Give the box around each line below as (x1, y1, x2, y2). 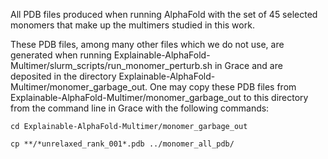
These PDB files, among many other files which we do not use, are (10, 39, 285, 50)
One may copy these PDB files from (149, 81, 297, 93)
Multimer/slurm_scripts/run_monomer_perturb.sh (10, 60, 213, 71)
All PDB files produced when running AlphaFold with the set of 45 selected (10, 9, 318, 20)
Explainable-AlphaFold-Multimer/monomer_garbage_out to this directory (10, 92, 309, 103)
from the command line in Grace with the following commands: (10, 102, 270, 114)
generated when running (10, 49, 112, 61)
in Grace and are (214, 60, 283, 71)
